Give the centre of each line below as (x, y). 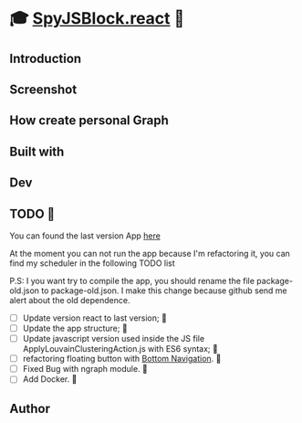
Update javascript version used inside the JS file (114, 339)
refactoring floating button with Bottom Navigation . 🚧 (122, 359)
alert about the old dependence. (70, 300)
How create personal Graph (89, 121)
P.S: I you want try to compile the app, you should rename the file (132, 280)
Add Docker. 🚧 (50, 379)
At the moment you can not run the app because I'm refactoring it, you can (150, 253)
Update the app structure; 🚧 (75, 328)
